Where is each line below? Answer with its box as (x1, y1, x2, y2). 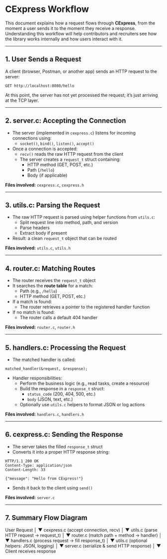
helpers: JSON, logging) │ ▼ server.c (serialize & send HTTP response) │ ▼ (5, 543, 162, 549)
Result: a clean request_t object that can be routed (12, 236, 117, 242)
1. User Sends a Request (5, 55, 82, 63)
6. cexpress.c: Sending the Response (5, 430, 123, 439)
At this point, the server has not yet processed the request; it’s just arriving (5, 92, 158, 98)
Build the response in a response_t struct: (19, 386, 105, 391)
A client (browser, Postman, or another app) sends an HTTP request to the (5, 68, 158, 74)
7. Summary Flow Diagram (5, 514, 88, 522)
